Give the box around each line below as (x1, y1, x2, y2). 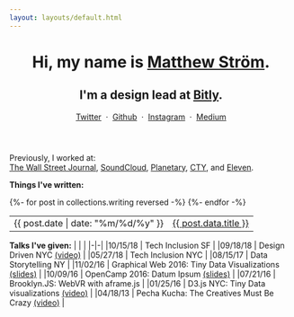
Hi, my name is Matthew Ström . (31, 51, 271, 72)
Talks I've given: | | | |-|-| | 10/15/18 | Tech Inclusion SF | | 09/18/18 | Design (9, 240, 285, 251)
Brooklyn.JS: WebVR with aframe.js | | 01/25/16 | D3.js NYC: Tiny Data (9, 277, 266, 288)
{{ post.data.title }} (172, 216, 250, 229)
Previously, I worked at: (9, 152, 96, 163)
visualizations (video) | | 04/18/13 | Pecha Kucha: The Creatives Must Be (9, 287, 274, 298)
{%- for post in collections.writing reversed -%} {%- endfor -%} (9, 197, 247, 207)
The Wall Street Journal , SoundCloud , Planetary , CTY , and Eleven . (9, 162, 254, 172)
